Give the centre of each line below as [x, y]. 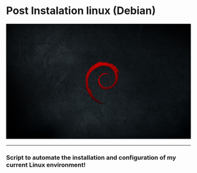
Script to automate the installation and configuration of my [91, 157]
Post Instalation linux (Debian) [81, 11]
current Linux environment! [46, 165]
